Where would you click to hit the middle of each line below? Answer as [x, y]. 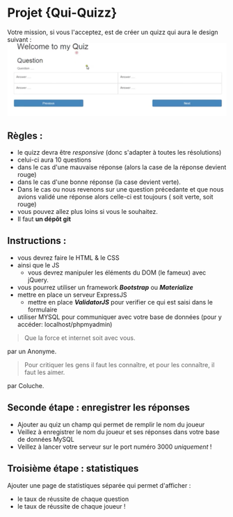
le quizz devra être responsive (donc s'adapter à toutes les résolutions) [119, 153]
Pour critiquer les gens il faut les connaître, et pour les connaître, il [119, 364]
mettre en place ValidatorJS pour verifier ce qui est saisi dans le [120, 302]
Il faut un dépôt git [44, 219]
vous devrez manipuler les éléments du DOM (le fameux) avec [117, 272]
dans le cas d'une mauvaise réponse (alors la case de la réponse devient [122, 167]
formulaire [42, 309]
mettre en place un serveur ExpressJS [72, 295]
